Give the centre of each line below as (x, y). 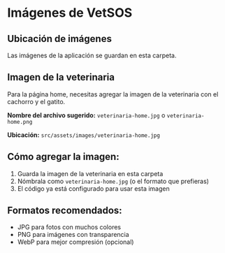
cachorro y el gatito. (36, 101)
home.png (20, 122)
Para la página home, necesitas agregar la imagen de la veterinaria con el (113, 94)
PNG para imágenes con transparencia (73, 235)
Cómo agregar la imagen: (64, 157)
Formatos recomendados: (65, 211)
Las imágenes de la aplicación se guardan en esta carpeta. (92, 55)
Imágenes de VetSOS (70, 13)
